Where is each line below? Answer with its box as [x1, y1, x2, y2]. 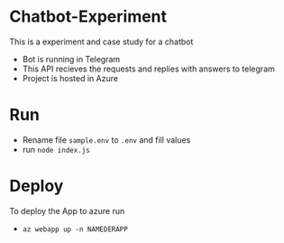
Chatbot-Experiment [9, 6, 168, 27]
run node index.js [22, 144, 90, 154]
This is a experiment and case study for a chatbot [9, 36, 194, 47]
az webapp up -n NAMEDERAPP [22, 224, 128, 234]
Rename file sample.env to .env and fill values [22, 134, 191, 145]
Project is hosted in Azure [22, 72, 119, 83]
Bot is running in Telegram [22, 53, 121, 64]
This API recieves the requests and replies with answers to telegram [22, 63, 275, 74]
